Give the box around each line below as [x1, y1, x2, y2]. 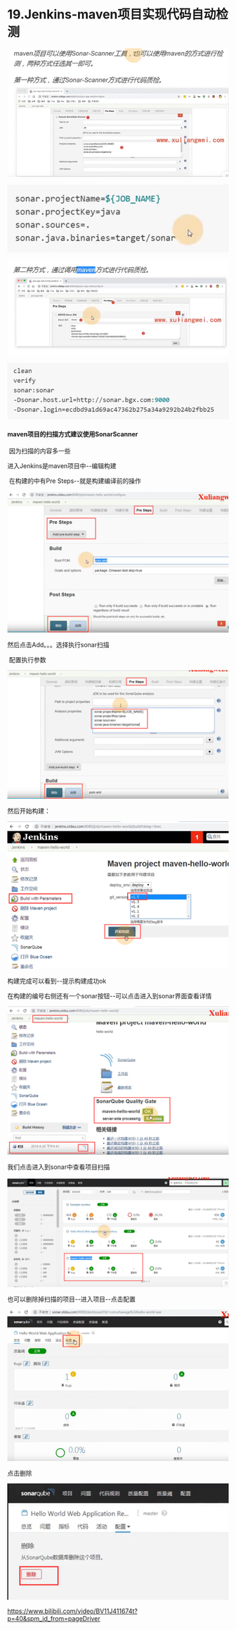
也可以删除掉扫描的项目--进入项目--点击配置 [7, 1294, 136, 1303]
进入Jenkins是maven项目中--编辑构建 [7, 462, 117, 470]
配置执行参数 [8, 656, 46, 664]
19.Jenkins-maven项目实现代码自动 [7, 6, 216, 23]
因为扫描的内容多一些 [8, 447, 71, 455]
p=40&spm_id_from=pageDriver [7, 1614, 100, 1622]
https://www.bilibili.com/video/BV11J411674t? [7, 1607, 138, 1615]
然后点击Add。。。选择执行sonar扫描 [7, 641, 110, 649]
